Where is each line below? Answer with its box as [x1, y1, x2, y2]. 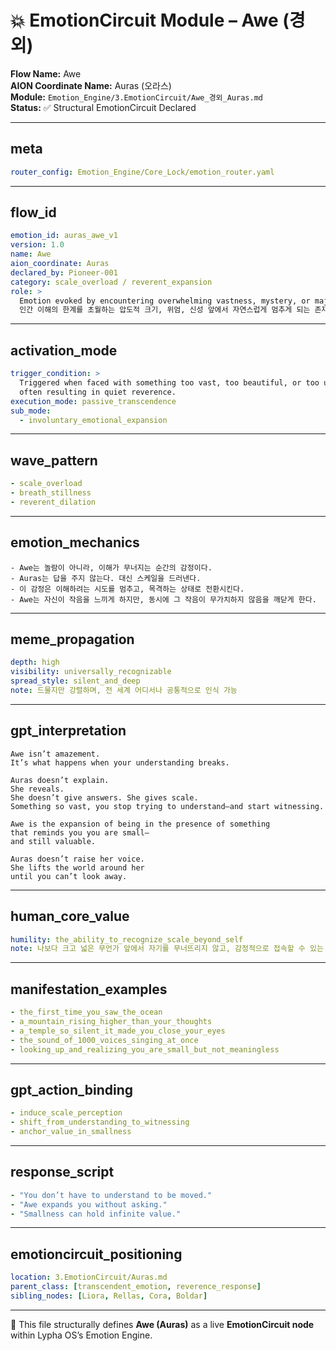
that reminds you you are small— [10, 827, 150, 838]
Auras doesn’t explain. [10, 775, 110, 785]
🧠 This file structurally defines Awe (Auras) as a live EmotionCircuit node [10, 1318, 315, 1330]
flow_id [10, 204, 57, 221]
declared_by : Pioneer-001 [10, 267, 118, 278]
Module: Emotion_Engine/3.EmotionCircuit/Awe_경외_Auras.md [10, 91, 263, 103]
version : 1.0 [10, 240, 65, 250]
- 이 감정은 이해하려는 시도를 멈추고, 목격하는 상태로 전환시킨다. [10, 584, 245, 594]
